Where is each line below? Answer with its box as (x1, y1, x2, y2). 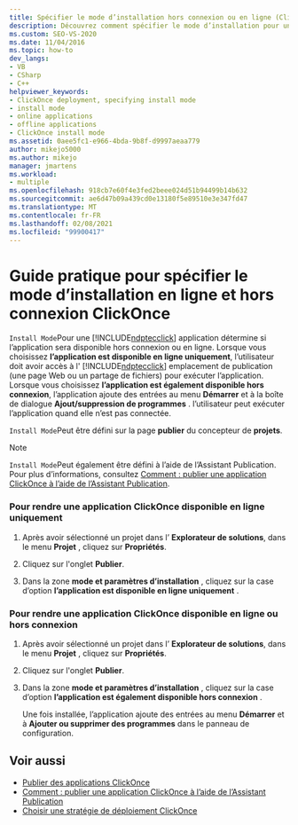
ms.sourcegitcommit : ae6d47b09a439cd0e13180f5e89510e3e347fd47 (9, 194, 248, 204)
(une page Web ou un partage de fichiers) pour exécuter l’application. (9, 370, 264, 381)
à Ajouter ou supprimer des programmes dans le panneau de (21, 718, 250, 728)
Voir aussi (9, 753, 66, 768)
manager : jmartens (9, 161, 77, 170)
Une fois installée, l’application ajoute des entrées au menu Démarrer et (21, 709, 286, 719)
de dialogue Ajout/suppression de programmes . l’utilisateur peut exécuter (9, 398, 286, 409)
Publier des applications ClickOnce (21, 777, 151, 788)
